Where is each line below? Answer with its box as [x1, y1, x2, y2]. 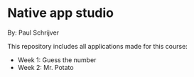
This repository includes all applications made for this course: [7, 42, 188, 50]
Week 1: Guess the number [17, 55, 97, 64]
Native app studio [7, 5, 114, 21]
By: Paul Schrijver [7, 28, 59, 37]
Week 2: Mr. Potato [17, 63, 74, 71]
